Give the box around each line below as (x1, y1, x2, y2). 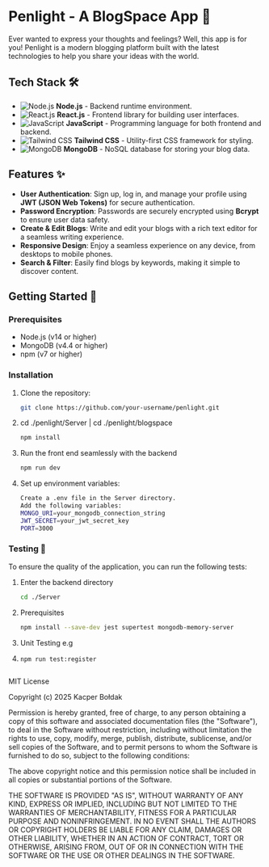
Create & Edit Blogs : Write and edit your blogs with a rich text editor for (19, 223, 258, 233)
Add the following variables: (19, 502, 123, 510)
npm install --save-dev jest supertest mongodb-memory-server (19, 623, 234, 631)
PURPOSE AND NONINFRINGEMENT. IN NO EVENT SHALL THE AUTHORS (8, 816, 257, 827)
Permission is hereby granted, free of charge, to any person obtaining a (8, 708, 246, 718)
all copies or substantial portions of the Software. (8, 775, 172, 785)
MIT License (8, 676, 50, 686)
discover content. (19, 266, 79, 276)
